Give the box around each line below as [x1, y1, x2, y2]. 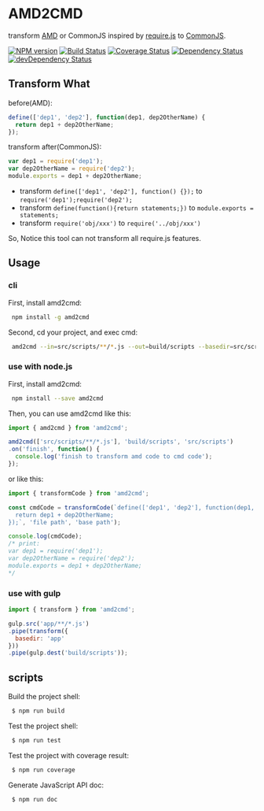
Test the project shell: [8, 721, 79, 731]
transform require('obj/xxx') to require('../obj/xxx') [19, 218, 201, 228]
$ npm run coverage [11, 765, 76, 774]
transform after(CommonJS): [8, 143, 102, 152]
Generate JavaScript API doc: [8, 780, 104, 790]
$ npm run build [11, 707, 65, 715]
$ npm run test [11, 736, 61, 744]
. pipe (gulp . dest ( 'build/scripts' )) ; [8, 649, 128, 657]
